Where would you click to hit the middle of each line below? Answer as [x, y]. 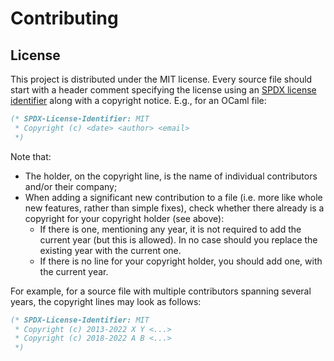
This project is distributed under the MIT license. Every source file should [161, 79]
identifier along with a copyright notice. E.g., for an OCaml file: [138, 100]
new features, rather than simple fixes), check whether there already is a [174, 208]
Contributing [64, 18]
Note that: [31, 156]
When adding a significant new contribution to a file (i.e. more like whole [173, 197]
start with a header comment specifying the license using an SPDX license [163, 90]
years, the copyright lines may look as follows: [106, 301]
